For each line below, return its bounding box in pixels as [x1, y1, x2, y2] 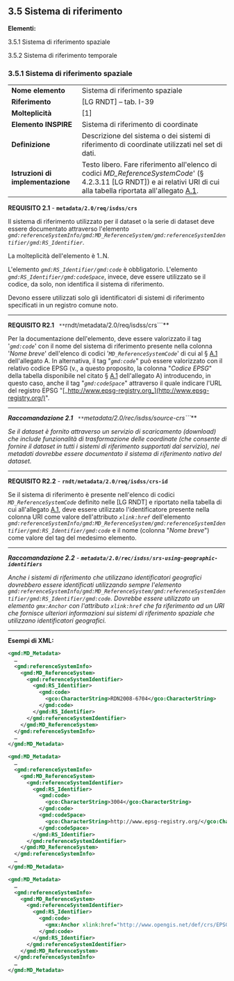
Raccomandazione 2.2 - [8, 554, 80, 562]
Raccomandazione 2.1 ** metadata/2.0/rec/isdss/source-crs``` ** [8, 414, 197, 423]
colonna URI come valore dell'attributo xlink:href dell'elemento [8, 512, 191, 522]
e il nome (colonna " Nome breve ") [112, 526, 210, 535]
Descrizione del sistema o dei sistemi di [81, 131, 211, 141]
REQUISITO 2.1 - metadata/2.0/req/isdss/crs [8, 204, 137, 212]
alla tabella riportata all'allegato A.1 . [81, 186, 199, 196]
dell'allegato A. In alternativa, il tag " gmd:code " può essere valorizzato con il [8, 357, 223, 365]
